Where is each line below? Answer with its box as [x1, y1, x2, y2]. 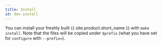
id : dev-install [5, 12, 38, 16]
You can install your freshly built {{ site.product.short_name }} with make [5, 25, 150, 31]
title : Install [5, 7, 36, 12]
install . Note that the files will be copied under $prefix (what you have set [5, 30, 158, 36]
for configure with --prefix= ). [5, 35, 65, 41]
